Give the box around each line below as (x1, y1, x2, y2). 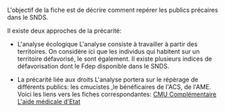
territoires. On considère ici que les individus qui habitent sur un (17, 48, 200, 55)
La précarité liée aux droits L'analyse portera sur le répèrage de (17, 75, 199, 84)
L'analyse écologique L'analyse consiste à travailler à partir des (17, 40, 198, 48)
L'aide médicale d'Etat (17, 97, 81, 106)
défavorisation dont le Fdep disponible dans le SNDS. (17, 62, 170, 70)
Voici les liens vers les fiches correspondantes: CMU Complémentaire (17, 90, 217, 98)
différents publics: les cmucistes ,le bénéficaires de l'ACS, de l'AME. (17, 83, 211, 91)
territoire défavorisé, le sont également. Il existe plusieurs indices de (17, 55, 213, 63)
